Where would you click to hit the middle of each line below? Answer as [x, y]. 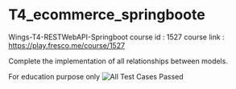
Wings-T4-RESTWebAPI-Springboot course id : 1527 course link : [116, 37]
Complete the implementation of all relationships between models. [118, 61]
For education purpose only [54, 76]
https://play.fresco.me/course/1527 [67, 45]
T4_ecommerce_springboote [107, 15]
